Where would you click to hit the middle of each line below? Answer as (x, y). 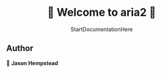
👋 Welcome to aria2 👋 (102, 12)
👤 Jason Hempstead (32, 63)
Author (20, 48)
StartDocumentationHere (102, 29)
